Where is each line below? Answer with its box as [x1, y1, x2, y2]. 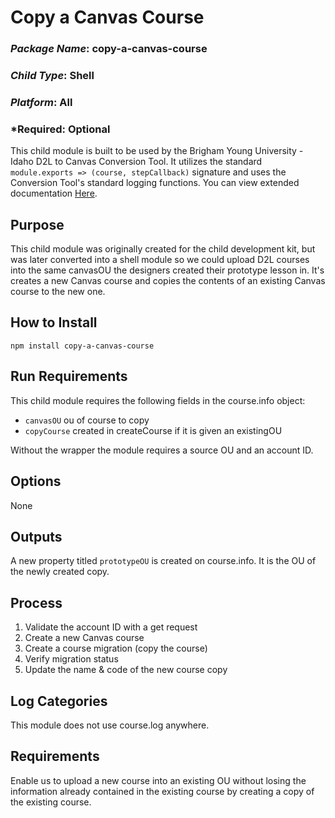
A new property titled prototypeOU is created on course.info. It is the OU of [10, 555, 317, 567]
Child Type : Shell [10, 69, 95, 83]
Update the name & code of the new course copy [24, 664, 228, 676]
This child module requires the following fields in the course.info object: [10, 394, 306, 406]
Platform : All [10, 95, 73, 109]
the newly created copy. [10, 566, 110, 578]
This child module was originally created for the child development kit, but [10, 243, 316, 255]
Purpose [10, 216, 65, 233]
